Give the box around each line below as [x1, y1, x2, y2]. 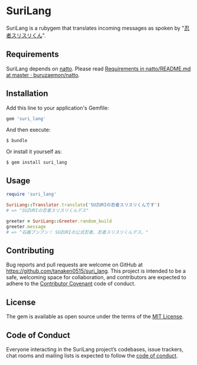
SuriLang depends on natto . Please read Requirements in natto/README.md [6, 65, 191, 72]
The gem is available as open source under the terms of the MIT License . [6, 313, 184, 320]
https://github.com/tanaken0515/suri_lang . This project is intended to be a [6, 267, 186, 274]
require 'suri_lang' [6, 191, 57, 198]
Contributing [6, 246, 54, 256]
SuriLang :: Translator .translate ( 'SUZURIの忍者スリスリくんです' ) [6, 202, 160, 208]
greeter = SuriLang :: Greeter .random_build [6, 218, 112, 224]
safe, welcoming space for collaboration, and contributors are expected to [6, 274, 187, 281]
